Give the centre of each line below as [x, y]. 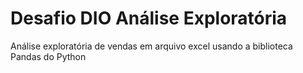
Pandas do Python [48, 56]
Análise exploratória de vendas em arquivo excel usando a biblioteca [151, 46]
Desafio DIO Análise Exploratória [149, 18]
